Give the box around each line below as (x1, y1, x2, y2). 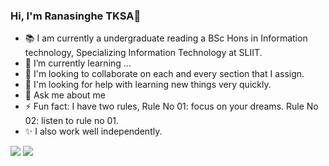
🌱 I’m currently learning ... (24, 57, 132, 69)
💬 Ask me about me (24, 89, 107, 101)
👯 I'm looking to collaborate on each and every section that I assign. (24, 68, 305, 80)
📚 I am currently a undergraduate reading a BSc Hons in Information (24, 32, 308, 44)
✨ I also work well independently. (24, 125, 163, 138)
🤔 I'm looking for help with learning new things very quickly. (24, 79, 272, 91)
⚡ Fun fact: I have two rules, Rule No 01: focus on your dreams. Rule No (24, 100, 319, 113)
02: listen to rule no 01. (24, 115, 120, 127)
